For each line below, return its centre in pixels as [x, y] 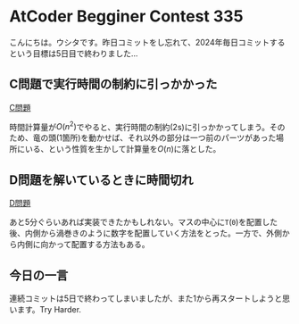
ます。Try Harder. [49, 310]
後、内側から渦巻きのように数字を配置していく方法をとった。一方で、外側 [146, 233]
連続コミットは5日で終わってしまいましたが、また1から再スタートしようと [146, 299]
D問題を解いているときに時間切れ [101, 180]
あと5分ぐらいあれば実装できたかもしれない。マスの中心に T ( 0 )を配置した [144, 222]
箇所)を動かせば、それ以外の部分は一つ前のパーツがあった [169, 138]
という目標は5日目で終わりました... [74, 53]
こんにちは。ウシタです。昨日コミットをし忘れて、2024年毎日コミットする [147, 42]
